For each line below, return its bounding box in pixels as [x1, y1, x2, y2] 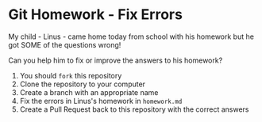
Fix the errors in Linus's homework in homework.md [19, 96, 183, 105]
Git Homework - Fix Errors [8, 6, 183, 24]
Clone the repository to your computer [19, 79, 145, 89]
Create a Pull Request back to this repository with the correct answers [19, 105, 249, 114]
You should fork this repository [19, 71, 122, 80]
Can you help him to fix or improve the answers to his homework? [8, 55, 223, 65]
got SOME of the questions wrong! [8, 40, 121, 49]
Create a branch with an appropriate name [19, 87, 159, 97]
